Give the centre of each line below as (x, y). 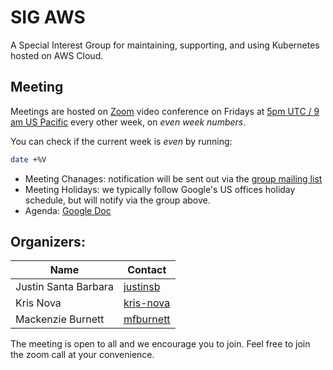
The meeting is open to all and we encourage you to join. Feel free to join (160, 344)
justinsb (142, 287)
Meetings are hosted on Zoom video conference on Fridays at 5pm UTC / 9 (165, 111)
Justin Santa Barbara (64, 287)
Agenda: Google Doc (68, 210)
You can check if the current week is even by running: (121, 141)
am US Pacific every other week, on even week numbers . (128, 122)
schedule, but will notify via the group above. (117, 200)
